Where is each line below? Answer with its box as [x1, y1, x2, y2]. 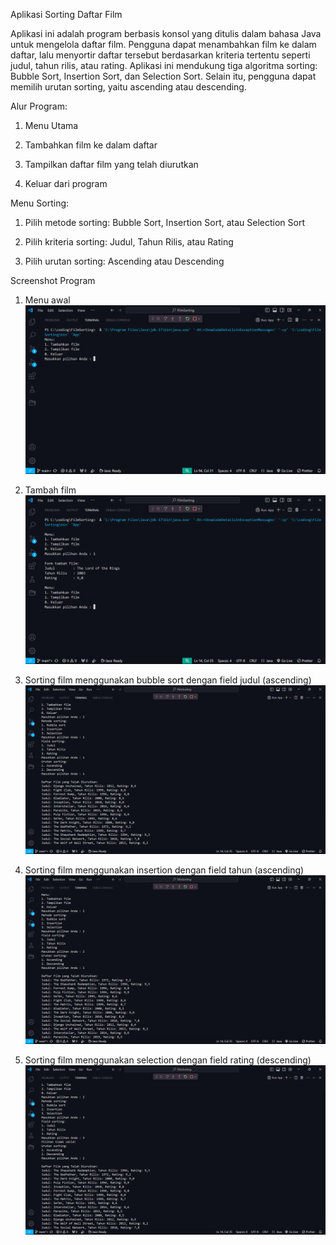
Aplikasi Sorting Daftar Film [10, 9, 123, 20]
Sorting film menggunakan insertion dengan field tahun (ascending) [24, 864, 305, 876]
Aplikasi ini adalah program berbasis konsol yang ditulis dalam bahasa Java [10, 28, 322, 39]
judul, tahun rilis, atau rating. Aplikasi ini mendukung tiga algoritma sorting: [10, 60, 318, 71]
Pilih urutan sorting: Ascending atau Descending [24, 255, 225, 267]
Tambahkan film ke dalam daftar [24, 139, 158, 151]
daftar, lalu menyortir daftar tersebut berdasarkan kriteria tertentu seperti [10, 49, 311, 61]
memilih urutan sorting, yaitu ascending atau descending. [10, 81, 247, 93]
